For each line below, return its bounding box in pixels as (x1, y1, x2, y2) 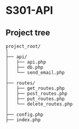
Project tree (5, 28, 50, 38)
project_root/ (5, 43, 41, 49)
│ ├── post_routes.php (5, 91, 68, 97)
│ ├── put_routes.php (5, 96, 65, 102)
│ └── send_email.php (5, 70, 65, 76)
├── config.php (5, 112, 44, 118)
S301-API (5, 4, 53, 17)
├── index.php (5, 117, 41, 123)
